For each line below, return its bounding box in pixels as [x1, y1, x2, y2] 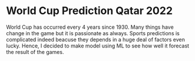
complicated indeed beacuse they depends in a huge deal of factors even [6, 36, 186, 43]
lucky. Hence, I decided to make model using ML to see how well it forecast [6, 42, 190, 49]
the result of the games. [6, 48, 64, 55]
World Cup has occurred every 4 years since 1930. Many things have [6, 23, 174, 30]
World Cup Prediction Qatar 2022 [6, 4, 173, 18]
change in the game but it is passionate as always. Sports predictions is [6, 29, 180, 36]
